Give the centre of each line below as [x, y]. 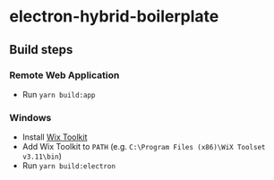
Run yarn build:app [59, 94]
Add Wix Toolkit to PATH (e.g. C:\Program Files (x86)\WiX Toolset [144, 147]
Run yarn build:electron [69, 166]
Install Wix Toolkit [55, 137]
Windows [30, 117]
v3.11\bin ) [42, 156]
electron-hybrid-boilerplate [114, 17]
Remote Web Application [64, 75]
